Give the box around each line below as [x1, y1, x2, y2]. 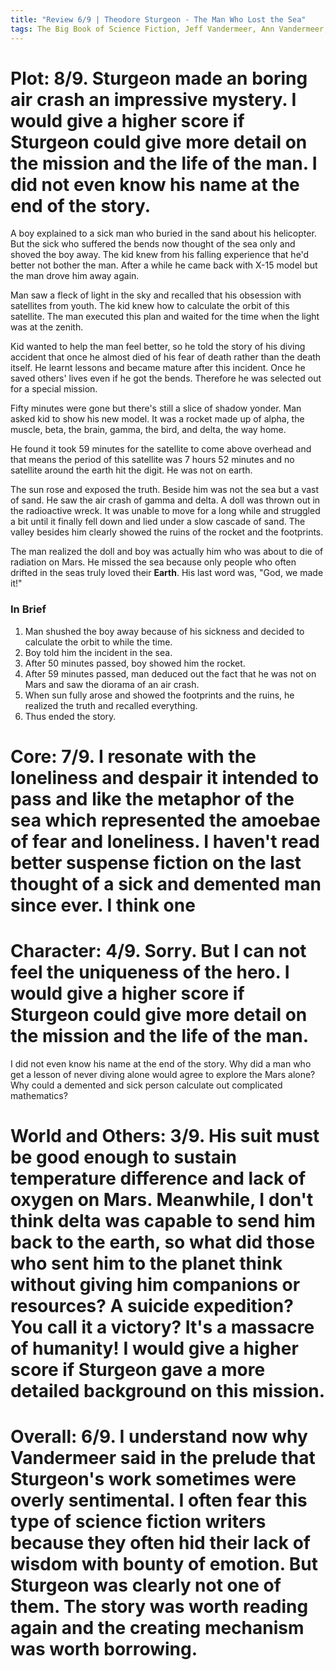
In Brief [10, 602, 47, 616]
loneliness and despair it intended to [10, 766, 320, 789]
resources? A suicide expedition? [10, 1295, 294, 1318]
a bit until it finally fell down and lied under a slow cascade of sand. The [10, 516, 306, 528]
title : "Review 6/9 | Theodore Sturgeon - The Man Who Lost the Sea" [10, 14, 307, 25]
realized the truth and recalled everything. [24, 699, 198, 711]
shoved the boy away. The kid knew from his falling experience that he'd [10, 249, 310, 261]
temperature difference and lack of [10, 1167, 307, 1190]
